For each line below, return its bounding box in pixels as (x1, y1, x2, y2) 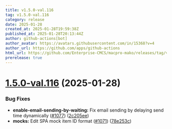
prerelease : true (5, 55, 42, 60)
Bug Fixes (5, 95, 31, 102)
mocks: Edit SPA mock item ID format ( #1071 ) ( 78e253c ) (12, 118, 132, 124)
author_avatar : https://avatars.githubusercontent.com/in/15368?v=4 (5, 41, 155, 46)
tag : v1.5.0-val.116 (5, 12, 50, 17)
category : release (5, 17, 45, 22)
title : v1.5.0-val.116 (5, 7, 54, 13)
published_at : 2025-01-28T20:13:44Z (5, 31, 83, 36)
